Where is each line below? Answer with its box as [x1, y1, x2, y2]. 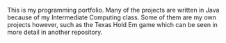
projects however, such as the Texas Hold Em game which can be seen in [7, 21, 218, 28]
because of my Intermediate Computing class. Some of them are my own [7, 13, 217, 21]
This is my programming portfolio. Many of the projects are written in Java [7, 6, 220, 14]
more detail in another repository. [7, 28, 103, 36]
